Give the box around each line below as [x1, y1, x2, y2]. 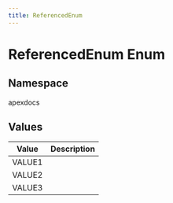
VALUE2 [12, 170, 43, 181]
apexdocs [8, 98, 40, 107]
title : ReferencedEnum [8, 11, 83, 20]
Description [50, 143, 96, 154]
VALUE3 [12, 183, 43, 194]
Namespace [8, 76, 69, 90]
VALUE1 [12, 157, 43, 168]
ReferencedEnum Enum [8, 45, 166, 63]
